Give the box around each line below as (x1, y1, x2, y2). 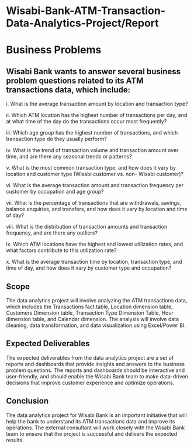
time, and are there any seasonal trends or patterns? (6, 153, 133, 160)
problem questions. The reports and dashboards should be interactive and (6, 367, 185, 374)
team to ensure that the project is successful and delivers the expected (6, 430, 178, 437)
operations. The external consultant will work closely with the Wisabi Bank (6, 424, 185, 431)
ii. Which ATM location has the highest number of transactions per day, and (6, 112, 188, 119)
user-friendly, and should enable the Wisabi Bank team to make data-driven (6, 373, 189, 380)
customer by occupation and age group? (6, 188, 104, 195)
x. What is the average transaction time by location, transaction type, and (6, 259, 182, 266)
